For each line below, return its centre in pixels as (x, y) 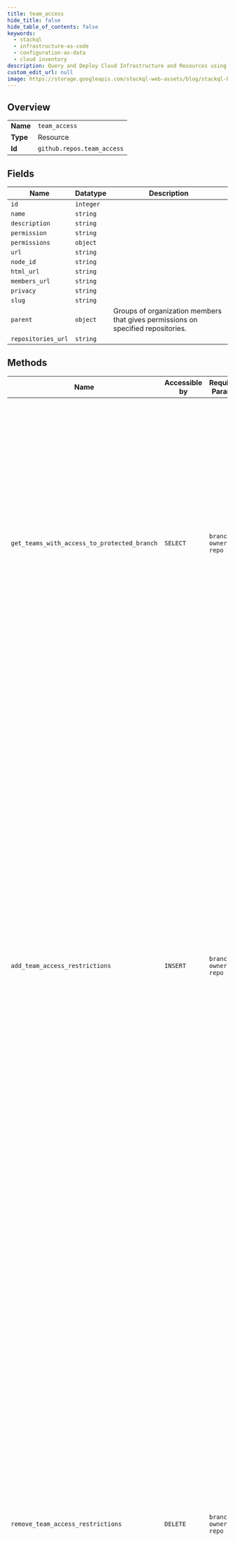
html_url (25, 271)
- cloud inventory (41, 59)
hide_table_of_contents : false (53, 27)
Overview (29, 107)
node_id (23, 262)
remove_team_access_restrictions (66, 1524)
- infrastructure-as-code (51, 46)
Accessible (183, 382)
